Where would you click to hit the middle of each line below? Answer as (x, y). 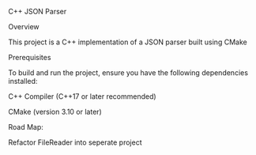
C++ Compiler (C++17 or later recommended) (82, 96)
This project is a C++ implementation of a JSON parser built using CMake (128, 42)
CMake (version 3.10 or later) (55, 112)
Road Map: (26, 127)
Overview (24, 26)
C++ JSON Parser (38, 11)
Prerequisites (30, 57)
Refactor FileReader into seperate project (75, 142)
